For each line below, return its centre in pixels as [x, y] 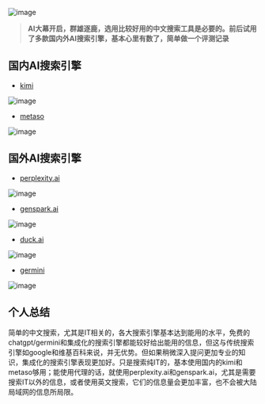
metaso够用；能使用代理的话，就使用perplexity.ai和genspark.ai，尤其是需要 [132, 372]
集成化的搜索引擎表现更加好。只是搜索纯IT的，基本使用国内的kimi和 [132, 362]
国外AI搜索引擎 [45, 158]
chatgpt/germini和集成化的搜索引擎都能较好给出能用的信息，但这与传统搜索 [131, 343]
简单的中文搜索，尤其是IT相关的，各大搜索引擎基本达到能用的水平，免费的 [129, 333]
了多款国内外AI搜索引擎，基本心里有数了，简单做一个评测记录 [128, 38]
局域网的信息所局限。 [43, 392]
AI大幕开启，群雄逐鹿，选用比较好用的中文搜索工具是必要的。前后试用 [142, 29]
